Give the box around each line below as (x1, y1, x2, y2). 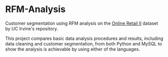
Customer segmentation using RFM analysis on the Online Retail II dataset (5, 20, 158, 26)
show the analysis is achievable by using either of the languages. (5, 46, 140, 52)
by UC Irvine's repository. (5, 25, 58, 31)
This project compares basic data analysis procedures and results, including (5, 35, 163, 41)
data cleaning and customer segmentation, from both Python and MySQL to (5, 40, 162, 46)
